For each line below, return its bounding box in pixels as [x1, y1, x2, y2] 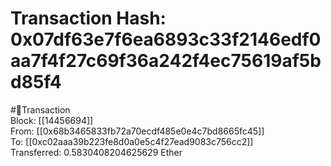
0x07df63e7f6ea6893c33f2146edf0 [10, 28, 322, 51]
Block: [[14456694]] [10, 114, 94, 126]
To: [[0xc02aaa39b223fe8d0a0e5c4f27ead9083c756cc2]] [10, 135, 254, 147]
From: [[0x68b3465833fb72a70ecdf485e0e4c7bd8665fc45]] [10, 125, 265, 137]
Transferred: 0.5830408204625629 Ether [10, 146, 183, 158]
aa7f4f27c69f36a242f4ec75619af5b [10, 50, 322, 72]
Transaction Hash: [10, 7, 167, 30]
